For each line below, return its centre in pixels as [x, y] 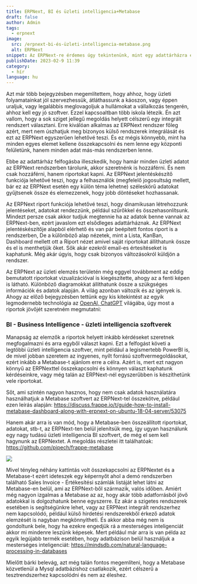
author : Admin [23, 22]
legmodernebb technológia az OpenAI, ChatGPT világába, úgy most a [90, 303]
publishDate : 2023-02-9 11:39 [43, 61]
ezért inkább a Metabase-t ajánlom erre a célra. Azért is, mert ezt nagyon [95, 362]
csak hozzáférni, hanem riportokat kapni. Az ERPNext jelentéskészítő [89, 174]
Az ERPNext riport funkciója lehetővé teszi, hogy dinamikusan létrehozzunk [97, 204]
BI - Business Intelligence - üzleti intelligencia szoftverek [89, 325]
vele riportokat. [24, 381]
